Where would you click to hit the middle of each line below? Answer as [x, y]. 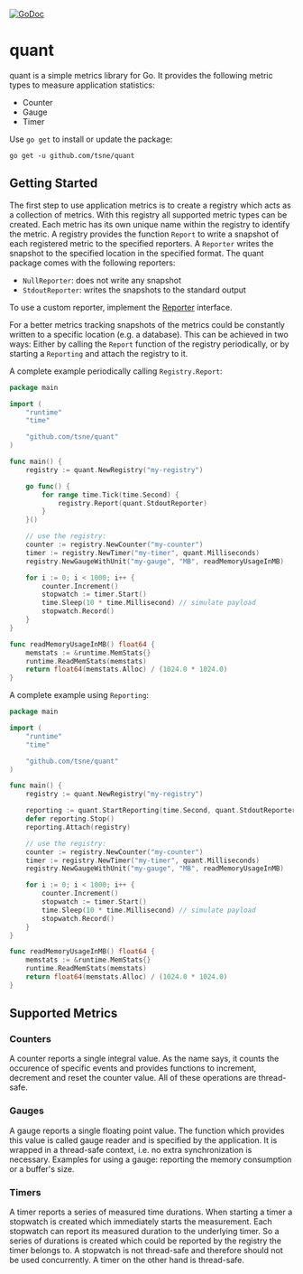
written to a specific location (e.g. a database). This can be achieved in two [149, 334]
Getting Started [54, 184]
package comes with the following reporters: [92, 263]
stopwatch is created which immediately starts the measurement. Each [141, 1222]
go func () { [48, 486]
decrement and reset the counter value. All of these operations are [133, 1078]
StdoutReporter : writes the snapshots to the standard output [134, 290]
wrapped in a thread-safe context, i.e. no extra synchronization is [131, 1149]
